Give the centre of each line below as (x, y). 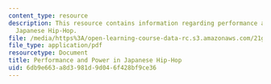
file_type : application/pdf (56, 46)
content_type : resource (48, 16)
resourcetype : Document (48, 53)
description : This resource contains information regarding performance (133, 23)
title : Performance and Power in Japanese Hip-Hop (95, 61)
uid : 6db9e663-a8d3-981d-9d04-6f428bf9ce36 (83, 68)
